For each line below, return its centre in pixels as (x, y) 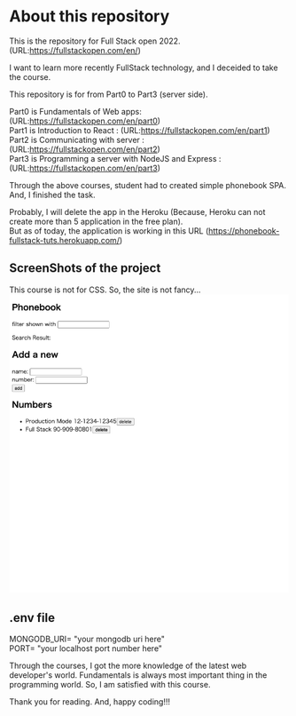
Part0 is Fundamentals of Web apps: (75, 111)
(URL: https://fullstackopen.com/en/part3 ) (85, 168)
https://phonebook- (244, 231)
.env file (32, 618)
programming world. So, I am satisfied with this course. (110, 685)
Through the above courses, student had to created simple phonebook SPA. (148, 185)
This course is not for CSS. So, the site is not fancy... (105, 290)
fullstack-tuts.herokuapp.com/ (64, 240)
